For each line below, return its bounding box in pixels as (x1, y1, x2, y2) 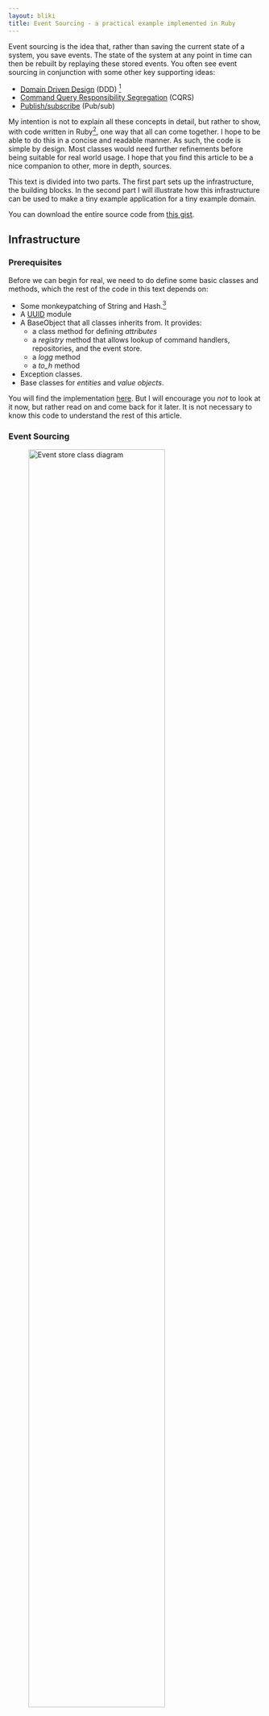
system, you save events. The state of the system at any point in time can (8, 50, 252, 60)
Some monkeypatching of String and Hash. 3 (19, 299, 167, 310)
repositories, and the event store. (31, 344, 143, 353)
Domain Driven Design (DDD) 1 (19, 82, 122, 94)
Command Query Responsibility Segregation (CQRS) (19, 93, 195, 102)
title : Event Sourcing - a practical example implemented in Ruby (8, 19, 236, 27)
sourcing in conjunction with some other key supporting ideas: (8, 67, 216, 77)
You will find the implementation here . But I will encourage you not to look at (8, 394, 261, 403)
